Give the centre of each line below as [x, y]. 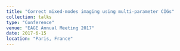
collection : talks [29, 17]
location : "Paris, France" [40, 39]
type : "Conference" [30, 22]
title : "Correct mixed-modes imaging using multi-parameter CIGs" [90, 11]
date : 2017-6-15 [26, 33]
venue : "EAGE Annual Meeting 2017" [50, 28]
